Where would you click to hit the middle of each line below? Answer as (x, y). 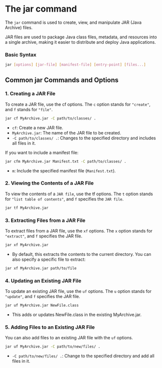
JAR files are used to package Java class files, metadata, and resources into (81, 37)
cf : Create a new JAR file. (37, 128)
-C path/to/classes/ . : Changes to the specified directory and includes (84, 138)
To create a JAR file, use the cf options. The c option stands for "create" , (78, 104)
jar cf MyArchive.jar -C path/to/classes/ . (51, 118)
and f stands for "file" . (29, 109)
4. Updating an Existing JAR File (43, 281)
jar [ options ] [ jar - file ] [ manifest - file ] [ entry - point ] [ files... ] (75, 65)
